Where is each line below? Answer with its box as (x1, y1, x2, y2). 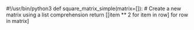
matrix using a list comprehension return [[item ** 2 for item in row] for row (6, 11, 189, 18)
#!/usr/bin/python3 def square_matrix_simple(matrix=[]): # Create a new (6, 5, 182, 12)
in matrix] (6, 18, 29, 24)
